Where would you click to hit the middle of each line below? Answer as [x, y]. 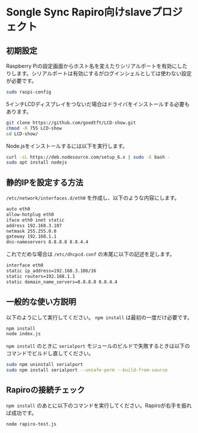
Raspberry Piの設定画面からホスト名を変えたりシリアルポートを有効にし [94, 66]
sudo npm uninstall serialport [45, 365]
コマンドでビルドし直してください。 [50, 354]
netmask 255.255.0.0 [32, 231]
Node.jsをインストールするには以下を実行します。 [67, 146]
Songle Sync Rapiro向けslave [79, 12]
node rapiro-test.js [32, 424]
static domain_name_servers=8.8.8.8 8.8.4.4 [62, 282]
